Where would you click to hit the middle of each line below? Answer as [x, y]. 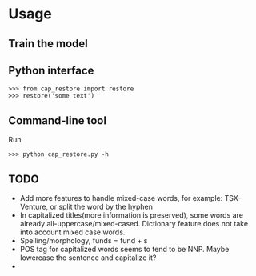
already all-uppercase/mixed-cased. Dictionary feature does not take [134, 224]
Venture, [34, 207]
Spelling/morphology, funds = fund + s [84, 241]
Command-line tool [57, 120]
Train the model [48, 44]
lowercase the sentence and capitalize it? [88, 258]
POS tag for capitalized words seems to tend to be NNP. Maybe [124, 250]
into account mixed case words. [72, 232]
